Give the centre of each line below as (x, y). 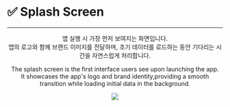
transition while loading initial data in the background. (115, 83)
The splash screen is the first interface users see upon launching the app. (115, 69)
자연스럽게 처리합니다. (122, 55)
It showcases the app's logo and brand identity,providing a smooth (115, 76)
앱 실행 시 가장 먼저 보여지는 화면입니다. (115, 38)
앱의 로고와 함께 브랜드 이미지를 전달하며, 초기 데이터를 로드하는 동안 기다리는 (111, 47)
